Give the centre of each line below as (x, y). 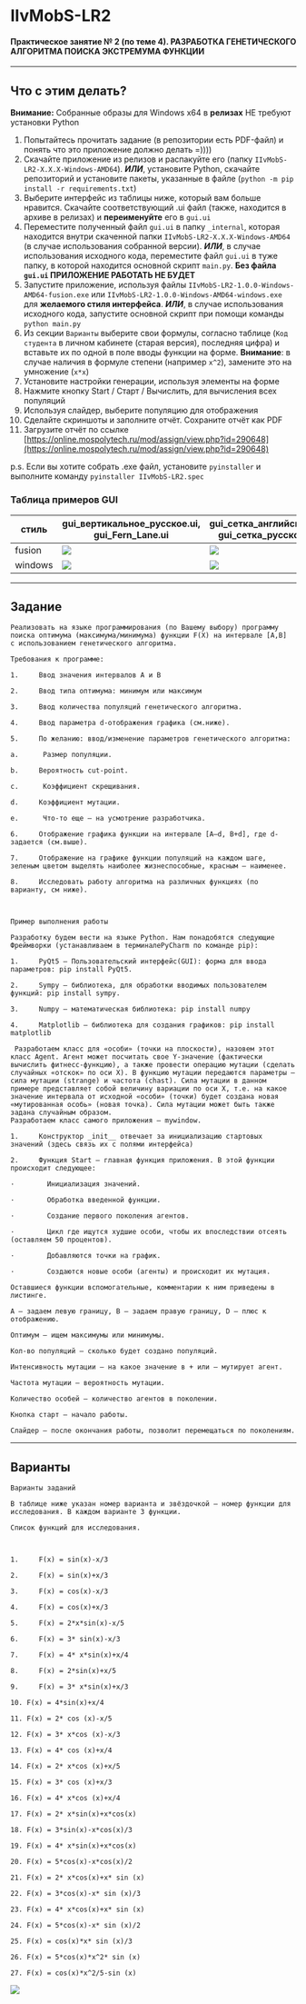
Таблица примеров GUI (64, 500)
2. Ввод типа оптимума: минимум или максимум (106, 692)
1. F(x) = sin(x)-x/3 (59, 1560)
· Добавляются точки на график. (86, 1256)
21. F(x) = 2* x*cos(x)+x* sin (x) (78, 1878)
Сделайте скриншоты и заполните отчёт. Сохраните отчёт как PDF (153, 420)
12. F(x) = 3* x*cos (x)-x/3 (65, 1735)
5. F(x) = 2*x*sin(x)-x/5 (68, 1623)
